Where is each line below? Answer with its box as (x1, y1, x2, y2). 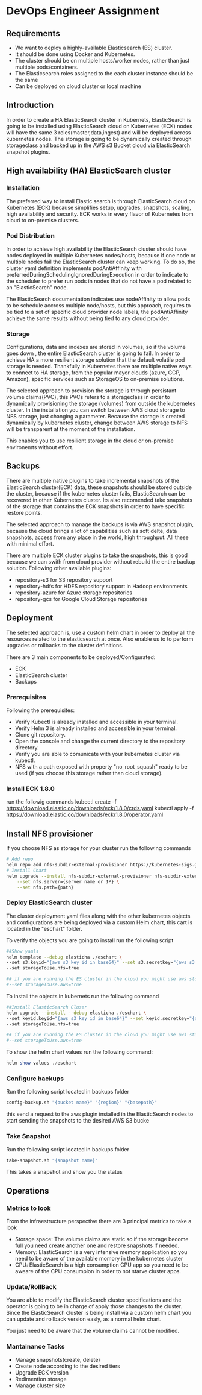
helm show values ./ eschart (6, 1060, 77, 1066)
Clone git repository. (14, 731, 66, 738)
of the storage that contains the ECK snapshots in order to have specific (6, 502, 185, 510)
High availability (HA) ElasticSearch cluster (6, 166, 171, 176)
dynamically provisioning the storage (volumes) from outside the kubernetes (6, 400, 196, 408)
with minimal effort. (6, 540, 54, 547)
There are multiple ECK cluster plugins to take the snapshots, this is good (6, 552, 188, 559)
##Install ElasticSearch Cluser (6, 1004, 87, 1010)
